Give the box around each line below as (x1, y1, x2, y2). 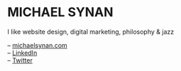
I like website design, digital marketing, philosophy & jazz (7, 27, 175, 36)
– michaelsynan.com (7, 41, 67, 49)
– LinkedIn (7, 49, 38, 57)
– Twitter (7, 56, 33, 64)
